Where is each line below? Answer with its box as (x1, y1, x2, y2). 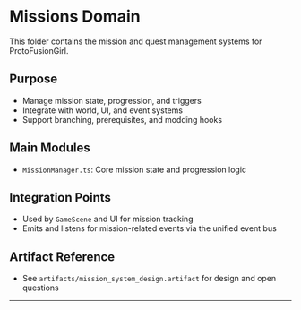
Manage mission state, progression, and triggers (21, 95, 202, 106)
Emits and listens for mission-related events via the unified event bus (21, 223, 278, 234)
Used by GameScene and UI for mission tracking (21, 213, 193, 225)
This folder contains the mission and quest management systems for (9, 36, 262, 47)
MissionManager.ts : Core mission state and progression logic (21, 164, 247, 175)
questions (21, 282, 60, 293)
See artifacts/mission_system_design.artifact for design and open (21, 273, 277, 284)
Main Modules (9, 141, 91, 156)
